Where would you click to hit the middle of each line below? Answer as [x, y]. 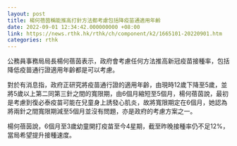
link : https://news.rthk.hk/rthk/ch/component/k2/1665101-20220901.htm [115, 34]
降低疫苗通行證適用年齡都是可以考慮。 [63, 70]
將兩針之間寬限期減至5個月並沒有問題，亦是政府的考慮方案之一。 [102, 111]
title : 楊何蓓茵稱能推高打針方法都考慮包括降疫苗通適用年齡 [84, 20]
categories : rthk [33, 40]
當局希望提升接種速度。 [41, 135]
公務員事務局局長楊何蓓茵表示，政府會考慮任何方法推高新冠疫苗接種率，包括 [119, 61]
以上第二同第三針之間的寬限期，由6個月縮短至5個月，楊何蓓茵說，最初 [126, 94]
